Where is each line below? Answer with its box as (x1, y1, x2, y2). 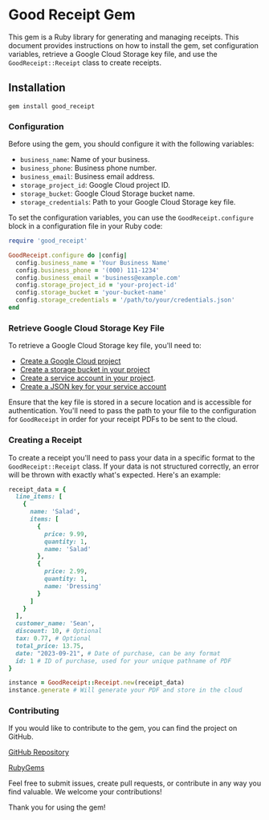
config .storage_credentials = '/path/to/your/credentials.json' (15, 296, 235, 304)
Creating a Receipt (8, 435, 83, 446)
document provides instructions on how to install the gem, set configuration (8, 40, 259, 50)
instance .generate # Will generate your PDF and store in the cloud (8, 686, 243, 695)
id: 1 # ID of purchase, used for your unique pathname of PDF (15, 656, 231, 665)
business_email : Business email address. (19, 172, 155, 181)
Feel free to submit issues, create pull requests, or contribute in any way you (8, 778, 262, 788)
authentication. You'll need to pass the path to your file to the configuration (8, 406, 257, 416)
